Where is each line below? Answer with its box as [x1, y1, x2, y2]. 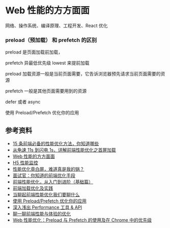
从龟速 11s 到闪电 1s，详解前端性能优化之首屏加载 [12, 147, 116, 153]
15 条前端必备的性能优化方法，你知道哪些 [12, 141, 99, 147]
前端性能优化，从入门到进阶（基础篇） [12, 179, 93, 185]
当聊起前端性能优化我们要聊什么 [12, 192, 80, 198]
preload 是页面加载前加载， [5, 49, 63, 55]
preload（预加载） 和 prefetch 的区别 [5, 36, 97, 43]
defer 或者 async [5, 99, 41, 105]
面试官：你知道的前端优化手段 [12, 172, 75, 179]
